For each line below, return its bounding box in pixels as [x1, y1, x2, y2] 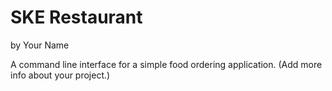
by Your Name [10, 39, 70, 51]
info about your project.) [10, 69, 111, 81]
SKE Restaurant [10, 6, 143, 29]
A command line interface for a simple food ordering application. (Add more [10, 58, 323, 70]
